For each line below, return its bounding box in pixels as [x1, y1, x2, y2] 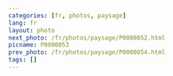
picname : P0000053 [8, 41, 69, 49]
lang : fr [8, 19, 37, 27]
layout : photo [8, 26, 56, 34]
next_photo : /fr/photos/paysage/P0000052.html [8, 33, 166, 42]
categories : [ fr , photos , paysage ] [8, 11, 127, 20]
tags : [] [8, 56, 37, 64]
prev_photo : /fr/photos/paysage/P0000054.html [8, 48, 166, 56]
